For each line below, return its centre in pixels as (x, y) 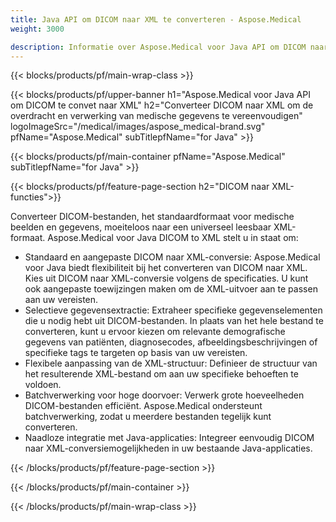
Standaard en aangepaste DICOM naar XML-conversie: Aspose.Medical (172, 257)
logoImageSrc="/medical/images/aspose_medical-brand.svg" (138, 127)
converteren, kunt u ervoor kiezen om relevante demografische (155, 332)
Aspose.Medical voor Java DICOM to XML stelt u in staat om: (173, 238)
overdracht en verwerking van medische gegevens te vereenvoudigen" (156, 116)
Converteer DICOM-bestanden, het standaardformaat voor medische (152, 217)
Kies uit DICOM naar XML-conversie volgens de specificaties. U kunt (166, 278)
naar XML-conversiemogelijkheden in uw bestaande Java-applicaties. (168, 448)
